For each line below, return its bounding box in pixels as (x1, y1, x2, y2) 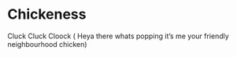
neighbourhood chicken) (7, 39, 87, 48)
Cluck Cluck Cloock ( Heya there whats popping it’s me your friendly (7, 31, 229, 41)
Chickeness (7, 5, 87, 23)
